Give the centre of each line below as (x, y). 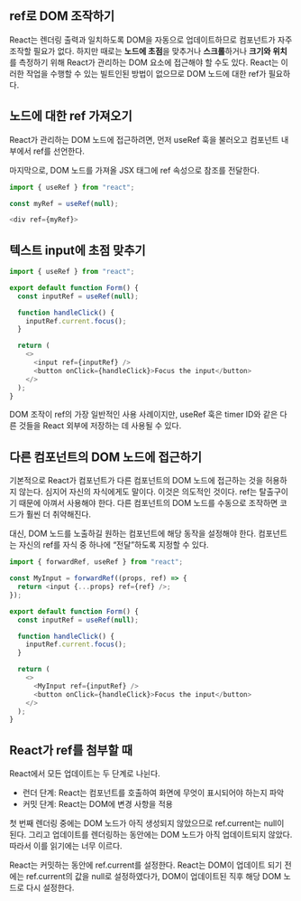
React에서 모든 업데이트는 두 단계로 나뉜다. (85, 774)
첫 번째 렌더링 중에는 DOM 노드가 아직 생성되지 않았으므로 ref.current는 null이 (147, 823)
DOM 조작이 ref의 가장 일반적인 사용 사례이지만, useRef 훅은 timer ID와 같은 (144, 415)
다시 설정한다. (50, 887)
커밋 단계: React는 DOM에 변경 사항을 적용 (97, 804)
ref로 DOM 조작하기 (62, 16)
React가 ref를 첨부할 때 (71, 750)
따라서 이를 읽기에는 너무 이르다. (66, 846)
